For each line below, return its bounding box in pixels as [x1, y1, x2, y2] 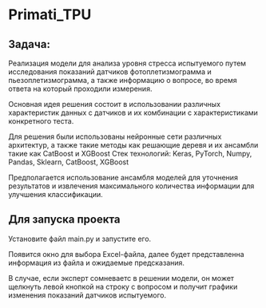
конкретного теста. [8, 116, 74, 125]
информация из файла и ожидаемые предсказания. [8, 258, 185, 267]
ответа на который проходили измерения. [8, 84, 153, 93]
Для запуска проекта [8, 213, 121, 227]
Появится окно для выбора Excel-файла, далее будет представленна [8, 249, 245, 259]
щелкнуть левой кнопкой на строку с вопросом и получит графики [8, 282, 238, 291]
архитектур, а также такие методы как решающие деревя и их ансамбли [8, 140, 259, 149]
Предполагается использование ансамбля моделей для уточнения [8, 173, 238, 182]
